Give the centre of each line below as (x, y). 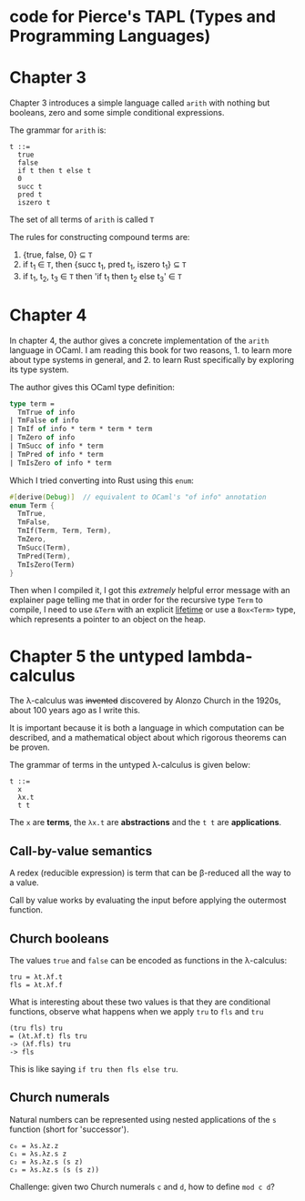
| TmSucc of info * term (56, 446)
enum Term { (32, 505)
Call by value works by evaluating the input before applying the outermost (148, 900)
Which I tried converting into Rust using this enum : (102, 480)
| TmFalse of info (44, 420)
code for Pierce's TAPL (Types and (142, 17)
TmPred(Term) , (44, 556)
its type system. (40, 369)
